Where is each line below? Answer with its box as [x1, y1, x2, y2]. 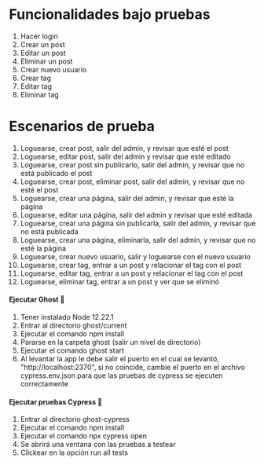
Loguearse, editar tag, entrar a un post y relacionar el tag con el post [20, 269, 244, 278]
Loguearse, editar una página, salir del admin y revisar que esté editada [20, 210, 252, 219]
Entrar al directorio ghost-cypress [20, 415, 130, 424]
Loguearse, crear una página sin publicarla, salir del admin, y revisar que [20, 218, 256, 228]
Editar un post [20, 48, 66, 57]
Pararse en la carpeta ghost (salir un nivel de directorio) [20, 338, 201, 347]
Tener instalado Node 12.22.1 [20, 313, 114, 322]
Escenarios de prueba [9, 118, 156, 135]
